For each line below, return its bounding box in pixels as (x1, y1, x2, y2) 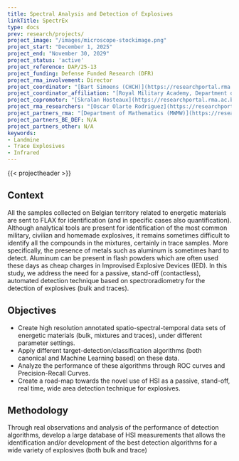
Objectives (7, 304, 57, 317)
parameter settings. (17, 339, 76, 347)
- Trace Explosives (7, 143, 65, 150)
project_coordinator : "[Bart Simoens (7, 83, 119, 90)
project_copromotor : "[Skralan (7, 97, 100, 104)
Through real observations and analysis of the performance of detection (7, 423, 219, 432)
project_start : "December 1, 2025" (7, 43, 113, 51)
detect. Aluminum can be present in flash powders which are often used (7, 253, 219, 262)
